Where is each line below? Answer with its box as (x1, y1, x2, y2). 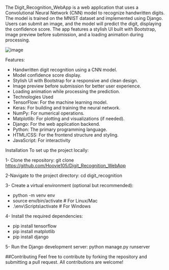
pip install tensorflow (12, 223, 57, 229)
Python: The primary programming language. (12, 126, 107, 132)
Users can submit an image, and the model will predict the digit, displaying (5, 20, 162, 27)
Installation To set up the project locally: (5, 147, 89, 153)
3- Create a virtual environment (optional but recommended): (5, 183, 134, 188)
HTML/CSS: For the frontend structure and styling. (12, 132, 119, 138)
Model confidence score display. (12, 72, 81, 78)
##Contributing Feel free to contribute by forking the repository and (5, 254, 148, 260)
